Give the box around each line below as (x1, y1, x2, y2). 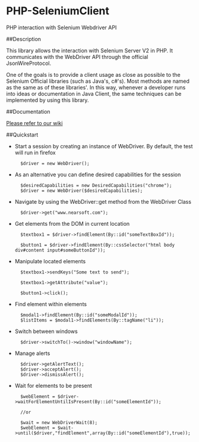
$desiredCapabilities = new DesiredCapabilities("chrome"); (20, 182, 172, 188)
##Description (6, 35, 42, 42)
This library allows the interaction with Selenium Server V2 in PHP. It (6, 46, 173, 54)
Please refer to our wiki (6, 119, 63, 126)
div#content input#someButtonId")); (14, 247, 106, 253)
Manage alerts (14, 350, 50, 357)
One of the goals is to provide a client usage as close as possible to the (6, 71, 181, 78)
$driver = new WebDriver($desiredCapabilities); (20, 188, 143, 194)
